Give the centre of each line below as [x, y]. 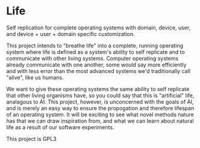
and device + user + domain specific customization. [71, 34]
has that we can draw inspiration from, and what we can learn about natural [100, 120]
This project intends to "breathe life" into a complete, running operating [95, 46]
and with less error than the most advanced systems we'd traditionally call [98, 71]
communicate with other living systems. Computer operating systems [92, 58]
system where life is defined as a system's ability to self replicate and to [95, 52]
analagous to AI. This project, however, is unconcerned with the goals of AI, [100, 102]
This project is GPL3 [31, 138]
